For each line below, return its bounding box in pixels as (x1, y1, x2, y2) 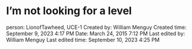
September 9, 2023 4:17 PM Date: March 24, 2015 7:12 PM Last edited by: (6, 30, 186, 37)
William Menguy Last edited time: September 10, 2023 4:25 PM (6, 36, 160, 43)
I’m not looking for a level (6, 4, 132, 18)
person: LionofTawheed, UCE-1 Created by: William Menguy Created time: (6, 24, 187, 31)
